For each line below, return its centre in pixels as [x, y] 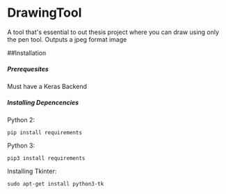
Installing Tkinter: [32, 171]
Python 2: [21, 120]
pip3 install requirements [46, 158]
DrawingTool [45, 13]
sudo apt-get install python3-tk [56, 184]
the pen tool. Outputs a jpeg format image [67, 39]
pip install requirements [45, 132]
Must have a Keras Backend [47, 86]
